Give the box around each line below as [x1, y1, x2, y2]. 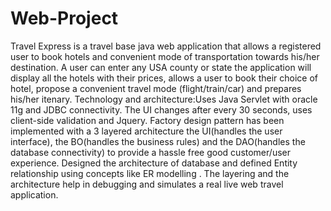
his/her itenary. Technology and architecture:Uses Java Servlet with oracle [10, 93, 318, 105]
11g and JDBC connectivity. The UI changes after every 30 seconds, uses [10, 103, 313, 116]
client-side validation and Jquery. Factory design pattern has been [10, 114, 285, 126]
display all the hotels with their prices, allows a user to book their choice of [10, 72, 318, 84]
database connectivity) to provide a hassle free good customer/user [10, 146, 291, 158]
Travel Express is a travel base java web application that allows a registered [10, 40, 322, 52]
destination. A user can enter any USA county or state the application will [10, 61, 312, 73]
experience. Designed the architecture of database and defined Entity [10, 157, 298, 169]
